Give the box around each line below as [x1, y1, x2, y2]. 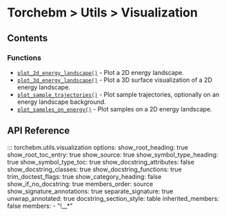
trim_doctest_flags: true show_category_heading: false [7, 172, 162, 180]
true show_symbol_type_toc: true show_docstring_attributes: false [7, 158, 195, 166]
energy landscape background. [17, 98, 107, 106]
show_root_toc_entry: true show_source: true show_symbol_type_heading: [7, 150, 218, 159]
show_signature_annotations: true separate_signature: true [7, 187, 174, 195]
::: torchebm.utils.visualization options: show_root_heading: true [7, 143, 188, 151]
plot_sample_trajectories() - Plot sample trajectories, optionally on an [17, 90, 220, 98]
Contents [7, 32, 48, 44]
